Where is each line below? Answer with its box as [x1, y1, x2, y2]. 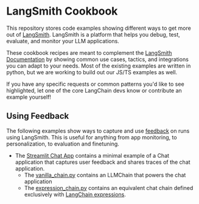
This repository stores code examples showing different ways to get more [6, 24, 192, 32]
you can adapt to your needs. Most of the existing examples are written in [6, 62, 191, 69]
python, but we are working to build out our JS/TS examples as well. [6, 68, 178, 76]
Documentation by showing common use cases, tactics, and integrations [6, 55, 189, 63]
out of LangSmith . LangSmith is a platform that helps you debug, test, [6, 30, 181, 38]
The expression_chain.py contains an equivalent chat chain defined [24, 184, 194, 191]
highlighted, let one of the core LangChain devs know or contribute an [6, 86, 183, 94]
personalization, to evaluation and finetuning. [6, 140, 120, 147]
